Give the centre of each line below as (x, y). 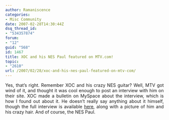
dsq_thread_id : (21, 29)
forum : (12, 38)
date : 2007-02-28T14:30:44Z (35, 24)
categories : (18, 15)
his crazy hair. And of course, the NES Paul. (50, 112)
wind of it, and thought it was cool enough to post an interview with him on (84, 91)
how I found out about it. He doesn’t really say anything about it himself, (84, 101)
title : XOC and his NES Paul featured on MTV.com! (59, 57)
